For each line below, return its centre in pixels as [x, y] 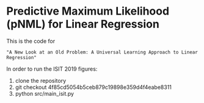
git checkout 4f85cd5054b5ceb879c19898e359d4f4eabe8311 [93, 87]
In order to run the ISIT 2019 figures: [52, 69]
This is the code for [31, 41]
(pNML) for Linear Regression [83, 24]
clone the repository [41, 80]
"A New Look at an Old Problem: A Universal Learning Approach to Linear [102, 52]
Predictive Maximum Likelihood [88, 11]
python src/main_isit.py [45, 93]
